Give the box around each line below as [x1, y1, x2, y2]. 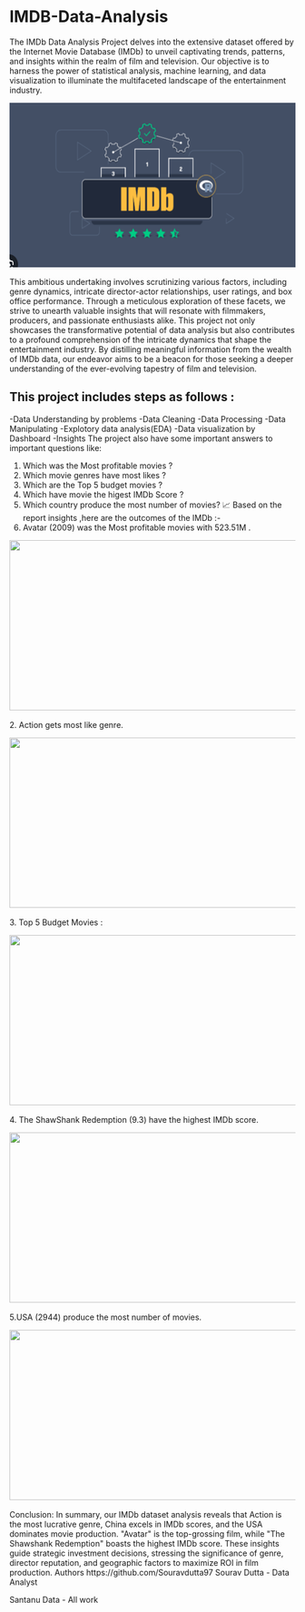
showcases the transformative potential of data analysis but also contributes [9, 324, 295, 335]
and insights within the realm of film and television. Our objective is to [9, 55, 270, 66]
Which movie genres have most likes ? [22, 469, 166, 480]
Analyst [9, 1577, 38, 1587]
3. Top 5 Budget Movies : [9, 917, 103, 928]
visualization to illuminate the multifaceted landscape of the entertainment [9, 74, 287, 85]
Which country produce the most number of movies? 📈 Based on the [22, 499, 283, 510]
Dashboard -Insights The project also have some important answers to [9, 433, 274, 444]
